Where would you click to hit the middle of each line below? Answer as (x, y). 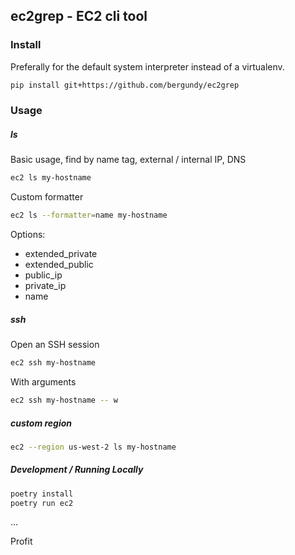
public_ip (43, 275)
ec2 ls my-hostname (51, 178)
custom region (41, 423)
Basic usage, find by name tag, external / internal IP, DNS (128, 160)
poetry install (42, 494)
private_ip (45, 286)
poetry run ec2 (42, 503)
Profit (21, 541)
